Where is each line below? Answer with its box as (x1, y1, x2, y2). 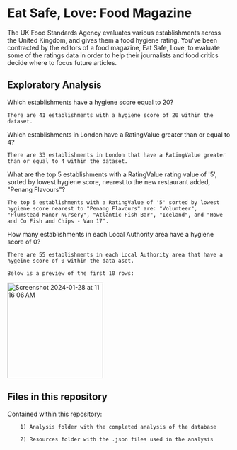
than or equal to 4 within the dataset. (7, 157, 129, 164)
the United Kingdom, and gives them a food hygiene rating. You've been (7, 35, 218, 44)
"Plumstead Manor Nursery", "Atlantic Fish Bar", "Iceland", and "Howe (7, 211, 223, 218)
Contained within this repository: (7, 410, 103, 418)
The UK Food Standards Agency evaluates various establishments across (7, 28, 221, 37)
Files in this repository (7, 391, 108, 403)
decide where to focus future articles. (7, 58, 117, 67)
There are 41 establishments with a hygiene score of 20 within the (7, 111, 214, 118)
